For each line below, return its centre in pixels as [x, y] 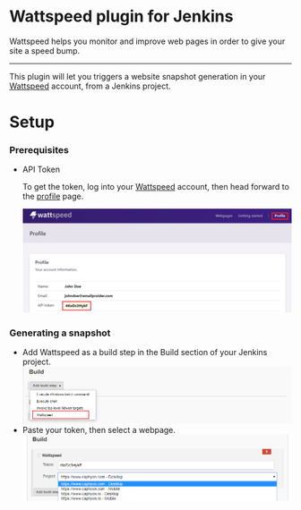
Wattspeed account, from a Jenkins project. [90, 86]
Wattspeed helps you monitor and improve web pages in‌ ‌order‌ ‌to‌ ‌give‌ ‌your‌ [147, 41]
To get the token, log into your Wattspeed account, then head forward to [155, 187]
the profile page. [53, 196]
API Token [41, 170]
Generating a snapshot [60, 333]
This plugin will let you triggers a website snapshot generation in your [138, 76]
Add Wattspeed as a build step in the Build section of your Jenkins [145, 353]
